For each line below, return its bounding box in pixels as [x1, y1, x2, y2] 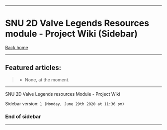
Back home [5, 44, 28, 50]
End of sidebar [5, 113, 41, 120]
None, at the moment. [24, 76, 70, 82]
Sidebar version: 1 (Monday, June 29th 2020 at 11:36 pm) [5, 100, 125, 107]
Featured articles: [5, 64, 62, 72]
